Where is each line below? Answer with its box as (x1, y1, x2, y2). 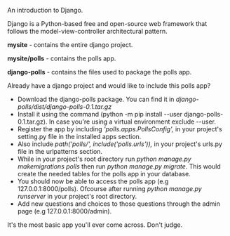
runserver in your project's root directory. (17, 192, 137, 200)
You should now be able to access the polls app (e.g (17, 177, 169, 185)
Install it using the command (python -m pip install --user (17, 110, 183, 118)
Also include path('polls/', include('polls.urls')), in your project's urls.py (17, 140, 222, 148)
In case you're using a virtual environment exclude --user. (48, 117, 216, 126)
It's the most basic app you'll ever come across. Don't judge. (7, 221, 183, 229)
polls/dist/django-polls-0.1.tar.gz (17, 103, 112, 111)
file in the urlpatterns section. (17, 147, 103, 155)
